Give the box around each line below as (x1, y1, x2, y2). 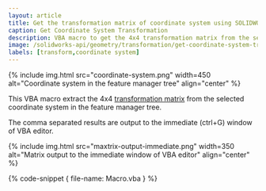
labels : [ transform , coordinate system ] (8, 48, 140, 56)
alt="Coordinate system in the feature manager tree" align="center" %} (8, 78, 241, 88)
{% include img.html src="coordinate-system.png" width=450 (8, 71, 211, 79)
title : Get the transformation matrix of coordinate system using (8, 19, 232, 27)
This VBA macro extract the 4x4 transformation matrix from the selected (8, 94, 245, 103)
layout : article (8, 11, 62, 20)
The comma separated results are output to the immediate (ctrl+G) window (8, 118, 253, 127)
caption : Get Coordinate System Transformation (8, 26, 169, 34)
